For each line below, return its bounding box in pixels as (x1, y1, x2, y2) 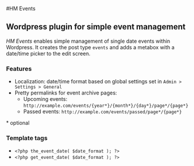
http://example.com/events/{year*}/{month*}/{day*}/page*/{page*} (23, 103, 189, 109)
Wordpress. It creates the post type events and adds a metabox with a (6, 43, 175, 50)
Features (6, 65, 32, 73)
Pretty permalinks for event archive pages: (14, 89, 117, 96)
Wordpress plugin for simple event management (6, 22, 186, 32)
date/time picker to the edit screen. (6, 50, 91, 57)
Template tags (6, 134, 48, 143)
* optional (6, 120, 30, 127)
